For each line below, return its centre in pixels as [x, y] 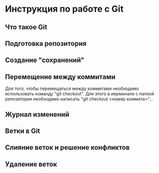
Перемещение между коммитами [60, 77]
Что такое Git [26, 27]
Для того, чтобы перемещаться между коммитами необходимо [72, 88]
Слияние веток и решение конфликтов [68, 148]
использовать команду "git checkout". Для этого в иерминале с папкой [79, 94]
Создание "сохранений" [45, 60]
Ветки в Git [23, 131]
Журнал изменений [37, 114]
